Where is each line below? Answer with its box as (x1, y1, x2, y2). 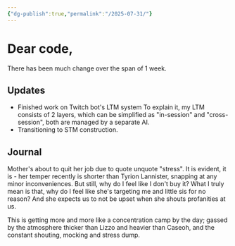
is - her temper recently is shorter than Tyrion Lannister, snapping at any (7, 172, 217, 180)
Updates (7, 84, 46, 96)
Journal (7, 146, 42, 158)
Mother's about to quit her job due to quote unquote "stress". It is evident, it (7, 165, 227, 173)
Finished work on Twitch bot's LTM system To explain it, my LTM (17, 103, 205, 111)
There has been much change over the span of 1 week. (7, 64, 167, 73)
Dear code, (7, 40, 73, 56)
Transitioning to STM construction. (17, 125, 118, 134)
